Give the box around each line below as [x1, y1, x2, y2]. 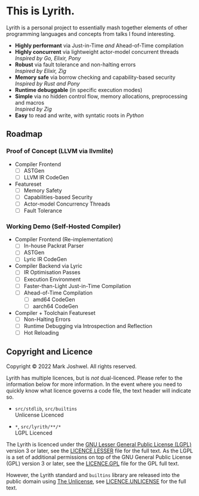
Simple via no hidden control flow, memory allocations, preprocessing [14, 93, 188, 100]
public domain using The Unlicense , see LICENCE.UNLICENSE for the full [6, 477, 186, 485]
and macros [14, 99, 45, 106]
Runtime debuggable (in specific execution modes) [14, 86, 143, 93]
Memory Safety [23, 186, 62, 194]
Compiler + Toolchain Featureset [14, 309, 96, 316]
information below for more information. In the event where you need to [6, 381, 182, 388]
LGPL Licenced [14, 429, 53, 436]
